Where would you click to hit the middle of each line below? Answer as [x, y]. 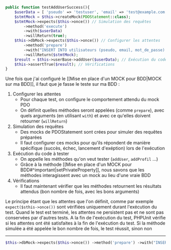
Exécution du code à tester [41, 154]
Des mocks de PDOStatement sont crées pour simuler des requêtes [91, 132]
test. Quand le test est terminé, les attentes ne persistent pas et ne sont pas [84, 212]
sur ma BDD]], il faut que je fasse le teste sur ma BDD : [63, 84]
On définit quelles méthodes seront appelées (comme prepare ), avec [92, 110]
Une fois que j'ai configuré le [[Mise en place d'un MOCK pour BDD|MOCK [83, 79]
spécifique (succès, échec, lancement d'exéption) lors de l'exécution [93, 148]
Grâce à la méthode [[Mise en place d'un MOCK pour [76, 165]
